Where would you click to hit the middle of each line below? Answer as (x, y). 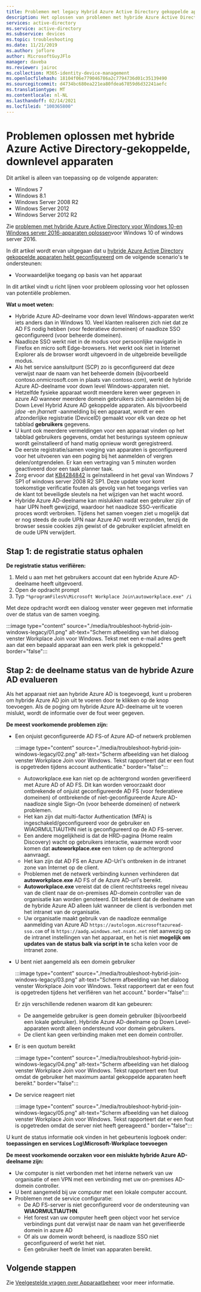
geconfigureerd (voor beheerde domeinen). (68, 335)
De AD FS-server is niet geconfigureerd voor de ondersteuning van (106, 1205)
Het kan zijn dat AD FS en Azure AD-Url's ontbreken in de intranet (105, 861)
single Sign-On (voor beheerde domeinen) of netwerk (114, 804)
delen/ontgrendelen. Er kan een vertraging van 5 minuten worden (95, 463)
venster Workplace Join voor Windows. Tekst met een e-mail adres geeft (96, 639)
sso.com (33, 932)
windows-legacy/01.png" (37, 633)
